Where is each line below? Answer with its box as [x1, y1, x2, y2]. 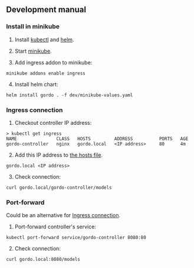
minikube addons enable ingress [6, 70, 86, 76]
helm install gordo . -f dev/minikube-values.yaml [6, 92, 133, 98]
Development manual [6, 5, 87, 15]
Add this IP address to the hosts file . [14, 151, 103, 159]
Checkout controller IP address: [14, 119, 92, 126]
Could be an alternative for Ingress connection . [6, 212, 121, 219]
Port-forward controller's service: [14, 223, 96, 230]
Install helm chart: [14, 80, 58, 88]
